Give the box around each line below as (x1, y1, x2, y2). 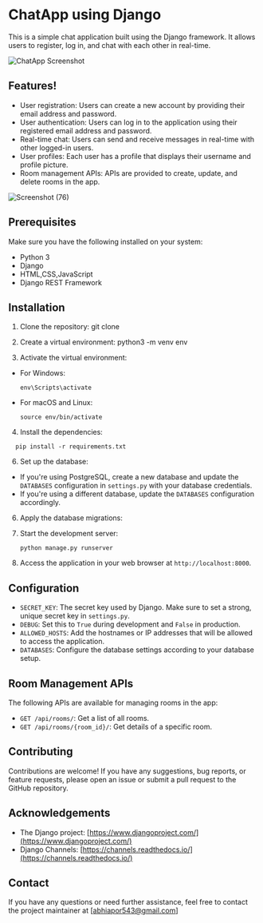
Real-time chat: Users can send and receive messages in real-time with (19, 134, 255, 144)
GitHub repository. (8, 783, 69, 793)
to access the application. (19, 637, 105, 646)
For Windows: (19, 368, 66, 378)
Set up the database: (19, 457, 89, 467)
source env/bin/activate (19, 413, 103, 421)
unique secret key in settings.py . (19, 611, 130, 621)
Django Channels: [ (19, 845, 84, 854)
